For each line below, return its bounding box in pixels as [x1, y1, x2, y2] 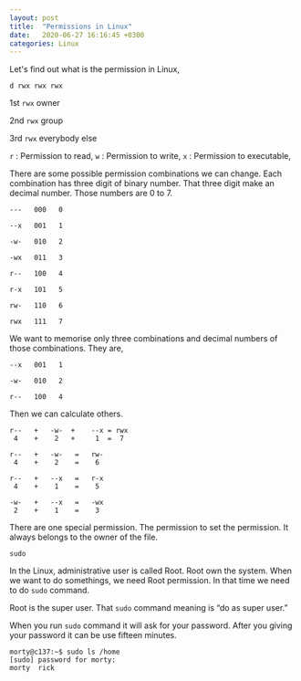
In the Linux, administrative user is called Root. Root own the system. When [9, 565, 293, 576]
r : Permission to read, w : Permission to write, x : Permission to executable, [9, 151, 292, 162]
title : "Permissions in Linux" [9, 22, 132, 31]
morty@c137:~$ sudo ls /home [9, 647, 120, 657]
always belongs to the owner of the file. [9, 531, 158, 543]
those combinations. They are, [9, 343, 124, 354]
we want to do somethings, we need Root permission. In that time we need [9, 575, 290, 586]
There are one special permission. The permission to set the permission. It [9, 522, 289, 533]
